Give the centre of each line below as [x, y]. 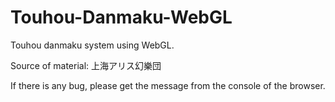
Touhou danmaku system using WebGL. [92, 45]
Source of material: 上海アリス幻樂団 [86, 65]
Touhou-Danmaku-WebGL [121, 17]
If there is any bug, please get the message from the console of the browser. [168, 85]
